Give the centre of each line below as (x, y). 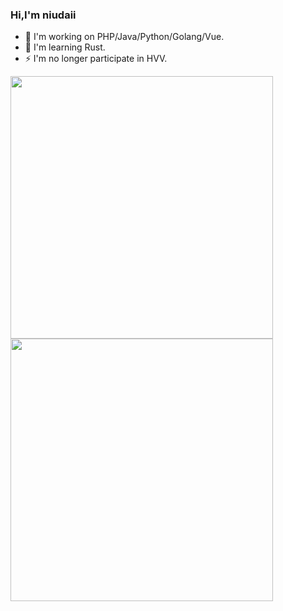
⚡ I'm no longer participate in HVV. (96, 59)
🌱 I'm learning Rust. (65, 47)
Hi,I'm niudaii (43, 15)
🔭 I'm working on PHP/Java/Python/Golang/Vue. (124, 37)
